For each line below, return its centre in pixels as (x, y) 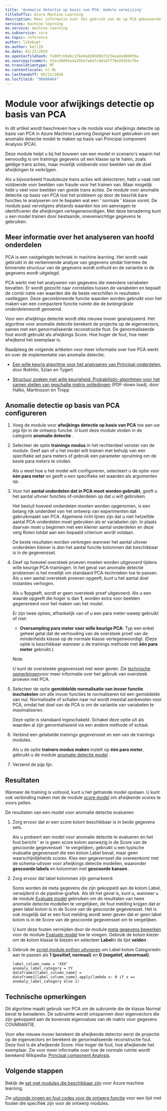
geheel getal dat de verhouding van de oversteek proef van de (84, 634)
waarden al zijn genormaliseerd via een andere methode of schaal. (81, 725)
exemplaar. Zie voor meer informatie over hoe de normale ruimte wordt (78, 1050)
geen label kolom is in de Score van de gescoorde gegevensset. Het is (84, 909)
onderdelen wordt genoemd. (34, 309)
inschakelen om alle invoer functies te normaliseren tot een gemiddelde (86, 694)
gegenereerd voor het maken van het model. (58, 604)
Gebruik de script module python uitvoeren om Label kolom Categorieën (86, 950)
